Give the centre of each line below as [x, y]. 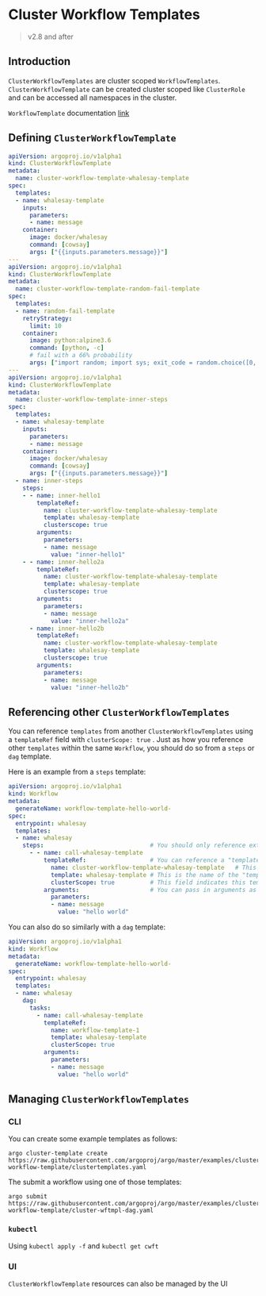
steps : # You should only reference [134, 846]
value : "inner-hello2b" [89, 687]
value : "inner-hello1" [88, 554]
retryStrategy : [47, 318]
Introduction [40, 62]
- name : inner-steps [49, 481]
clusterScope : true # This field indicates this [148, 883]
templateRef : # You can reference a [134, 860]
